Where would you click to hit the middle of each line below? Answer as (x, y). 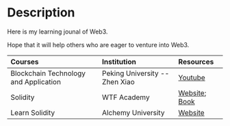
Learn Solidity (33, 112)
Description (41, 13)
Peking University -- (136, 73)
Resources (196, 62)
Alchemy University (133, 112)
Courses (25, 62)
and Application (36, 81)
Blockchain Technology (48, 73)
